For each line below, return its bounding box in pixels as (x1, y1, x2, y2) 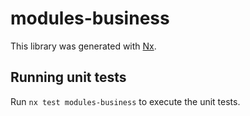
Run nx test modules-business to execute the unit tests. (10, 95, 241, 107)
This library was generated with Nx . (10, 40, 157, 52)
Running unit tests (10, 69, 127, 86)
